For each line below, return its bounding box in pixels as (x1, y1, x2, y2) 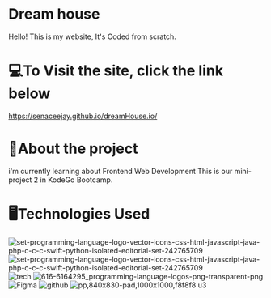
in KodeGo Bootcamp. (40, 175, 113, 185)
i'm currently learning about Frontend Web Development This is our (8, 166, 233, 176)
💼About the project (8, 139, 139, 158)
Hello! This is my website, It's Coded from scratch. (8, 32, 176, 41)
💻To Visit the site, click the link (8, 62, 224, 80)
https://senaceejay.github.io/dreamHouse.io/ (8, 111, 158, 121)
